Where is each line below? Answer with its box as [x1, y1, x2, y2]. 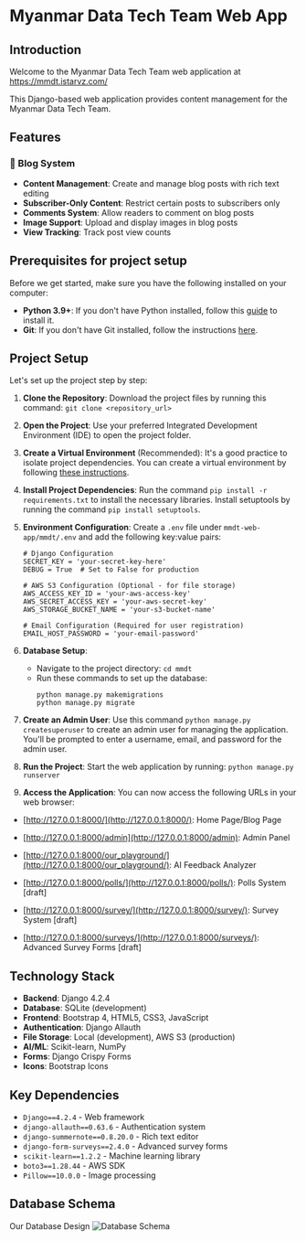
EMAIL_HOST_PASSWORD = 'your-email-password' [22, 629, 199, 638]
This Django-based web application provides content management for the [9, 93, 288, 104]
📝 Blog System [9, 157, 76, 170]
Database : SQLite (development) [22, 1002, 148, 1013]
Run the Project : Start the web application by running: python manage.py [22, 761, 294, 773]
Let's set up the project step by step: [9, 375, 148, 386]
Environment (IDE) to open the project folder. [22, 430, 192, 441]
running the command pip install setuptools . [22, 504, 201, 515]
